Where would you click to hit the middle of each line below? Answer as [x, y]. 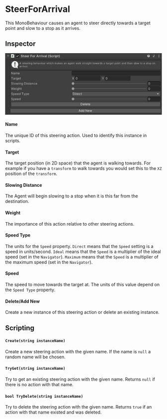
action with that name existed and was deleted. [53, 412]
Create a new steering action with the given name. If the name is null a [78, 351]
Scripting [20, 328]
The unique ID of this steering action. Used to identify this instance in [76, 135]
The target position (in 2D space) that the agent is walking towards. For [78, 163]
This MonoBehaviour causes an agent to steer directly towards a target [78, 23]
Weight [13, 213]
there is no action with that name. [39, 385]
